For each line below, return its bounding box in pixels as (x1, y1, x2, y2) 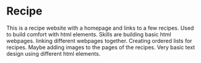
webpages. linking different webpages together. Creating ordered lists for (6, 37, 192, 44)
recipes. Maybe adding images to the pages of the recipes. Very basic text (6, 44, 195, 51)
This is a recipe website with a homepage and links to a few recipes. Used (6, 24, 194, 31)
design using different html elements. (6, 50, 101, 57)
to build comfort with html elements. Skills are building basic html (6, 30, 171, 38)
